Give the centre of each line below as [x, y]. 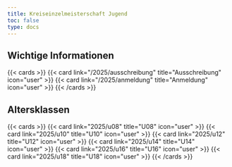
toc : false [23, 20]
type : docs [23, 27]
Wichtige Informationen [61, 55]
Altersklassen [39, 110]
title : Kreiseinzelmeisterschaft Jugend [68, 14]
